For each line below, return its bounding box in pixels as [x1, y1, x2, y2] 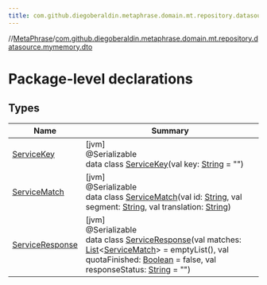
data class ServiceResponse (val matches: [85, 234, 242, 245]
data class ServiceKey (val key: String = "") [85, 158, 244, 170]
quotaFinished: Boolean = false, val [85, 254, 217, 265]
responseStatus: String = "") [85, 264, 192, 275]
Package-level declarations [8, 69, 193, 88]
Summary [151, 125, 189, 136]
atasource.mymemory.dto [8, 41, 93, 52]
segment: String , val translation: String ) [85, 201, 232, 212]
